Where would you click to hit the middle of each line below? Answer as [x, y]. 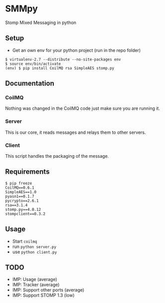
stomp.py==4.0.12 [23, 209]
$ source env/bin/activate [33, 64]
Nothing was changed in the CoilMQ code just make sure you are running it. [83, 108]
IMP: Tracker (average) [36, 285]
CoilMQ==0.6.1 [20, 188]
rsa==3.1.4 [16, 205]
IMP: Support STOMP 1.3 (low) [43, 296]
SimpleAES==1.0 [21, 192]
